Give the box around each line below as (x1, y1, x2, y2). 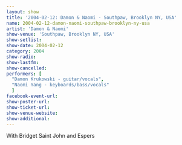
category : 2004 (6, 48, 45, 54)
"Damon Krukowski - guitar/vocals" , (11, 76, 104, 82)
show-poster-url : (6, 98, 50, 105)
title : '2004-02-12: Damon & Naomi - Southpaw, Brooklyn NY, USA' (6, 14, 177, 21)
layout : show (6, 8, 39, 15)
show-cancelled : (6, 65, 47, 71)
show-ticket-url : (6, 104, 50, 111)
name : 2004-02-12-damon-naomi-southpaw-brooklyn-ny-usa (6, 20, 150, 26)
